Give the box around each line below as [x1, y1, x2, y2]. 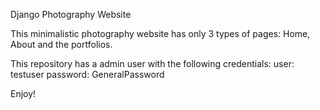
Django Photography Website [10, 9, 132, 20]
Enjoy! [10, 88, 37, 99]
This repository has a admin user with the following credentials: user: [10, 58, 295, 69]
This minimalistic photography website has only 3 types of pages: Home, [10, 28, 311, 39]
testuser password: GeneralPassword [10, 69, 165, 80]
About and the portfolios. [10, 39, 113, 50]
